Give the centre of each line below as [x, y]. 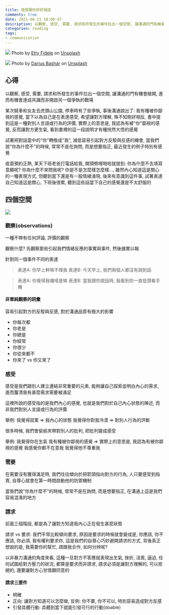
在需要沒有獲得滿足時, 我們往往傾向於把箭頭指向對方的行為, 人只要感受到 [80, 474]
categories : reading [27, 29]
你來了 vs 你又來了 [32, 360]
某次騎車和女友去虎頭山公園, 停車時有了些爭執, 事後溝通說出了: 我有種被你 [82, 110]
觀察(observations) [29, 226]
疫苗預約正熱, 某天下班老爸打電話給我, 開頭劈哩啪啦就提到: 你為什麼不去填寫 [84, 163]
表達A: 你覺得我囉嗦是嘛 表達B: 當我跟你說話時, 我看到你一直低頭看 [87, 281]
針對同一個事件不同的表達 [32, 259]
